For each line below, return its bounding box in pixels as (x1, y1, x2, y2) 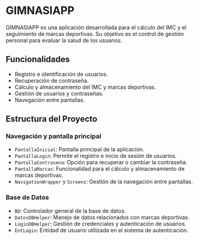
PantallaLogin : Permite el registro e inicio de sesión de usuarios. (14, 153, 177, 160)
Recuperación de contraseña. (14, 77, 89, 84)
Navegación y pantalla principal (5, 132, 102, 140)
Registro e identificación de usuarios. (14, 70, 108, 78)
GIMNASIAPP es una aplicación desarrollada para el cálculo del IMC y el (5, 24, 187, 31)
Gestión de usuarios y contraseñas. (14, 89, 104, 97)
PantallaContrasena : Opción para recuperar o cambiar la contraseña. (14, 159, 187, 166)
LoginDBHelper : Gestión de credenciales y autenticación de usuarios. (14, 220, 187, 227)
